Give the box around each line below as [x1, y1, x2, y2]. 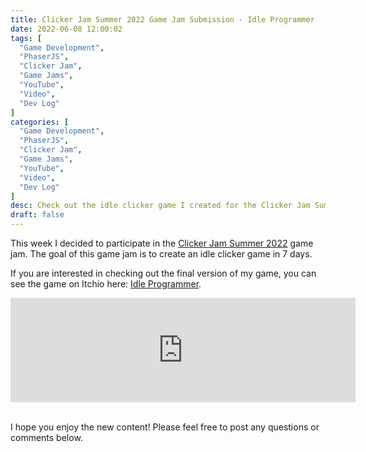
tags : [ [10, 33, 43, 43]
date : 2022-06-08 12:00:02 [10, 24, 123, 34]
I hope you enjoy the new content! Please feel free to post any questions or [10, 421, 320, 433]
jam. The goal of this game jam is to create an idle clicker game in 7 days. [10, 248, 313, 260]
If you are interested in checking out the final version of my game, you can [10, 267, 317, 279]
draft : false [10, 210, 65, 220]
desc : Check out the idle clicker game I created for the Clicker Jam [10, 201, 311, 211]
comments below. [10, 432, 83, 443]
